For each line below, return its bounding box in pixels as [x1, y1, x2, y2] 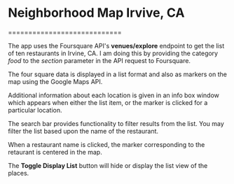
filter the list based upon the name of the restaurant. [8, 127, 159, 135]
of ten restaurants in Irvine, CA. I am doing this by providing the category [8, 49, 219, 57]
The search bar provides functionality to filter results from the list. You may [8, 119, 225, 127]
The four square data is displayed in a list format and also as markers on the [8, 70, 227, 78]
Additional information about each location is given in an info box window [8, 91, 220, 99]
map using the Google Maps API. [8, 77, 103, 85]
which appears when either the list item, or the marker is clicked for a [8, 98, 208, 106]
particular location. [8, 106, 62, 114]
